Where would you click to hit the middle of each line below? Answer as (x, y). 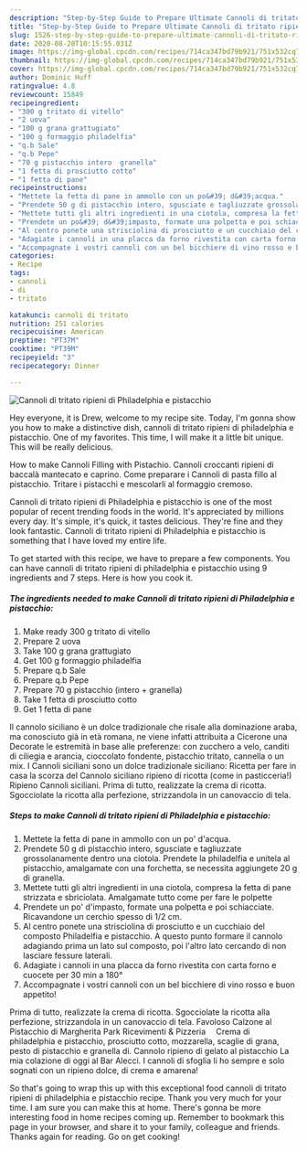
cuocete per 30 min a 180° (73, 975)
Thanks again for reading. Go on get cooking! (95, 1136)
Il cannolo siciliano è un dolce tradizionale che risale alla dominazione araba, (153, 727)
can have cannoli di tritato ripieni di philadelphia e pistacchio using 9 (138, 568)
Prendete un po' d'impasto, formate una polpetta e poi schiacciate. (148, 907)
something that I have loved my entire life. (88, 540)
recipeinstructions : (49, 188)
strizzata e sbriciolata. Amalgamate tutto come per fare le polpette (147, 897)
